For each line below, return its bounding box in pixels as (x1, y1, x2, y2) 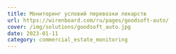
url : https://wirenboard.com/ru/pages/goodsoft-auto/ (7, 17, 170, 24)
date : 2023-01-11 (7, 29, 59, 37)
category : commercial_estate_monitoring (7, 36, 129, 43)
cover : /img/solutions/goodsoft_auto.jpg (7, 23, 131, 30)
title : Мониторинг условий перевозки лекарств (7, 10, 147, 18)
